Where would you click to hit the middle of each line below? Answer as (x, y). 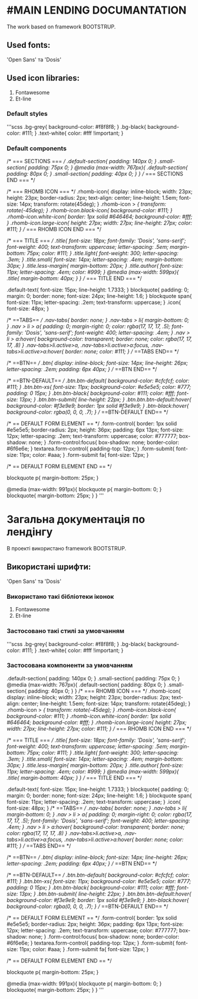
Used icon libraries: (43, 78)
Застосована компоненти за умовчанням (70, 666)
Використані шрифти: (49, 567)
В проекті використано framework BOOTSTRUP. (66, 549)
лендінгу (30, 532)
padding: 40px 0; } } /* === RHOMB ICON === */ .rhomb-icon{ (105, 691)
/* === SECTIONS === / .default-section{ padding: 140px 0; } (82, 161)
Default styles (27, 114)
